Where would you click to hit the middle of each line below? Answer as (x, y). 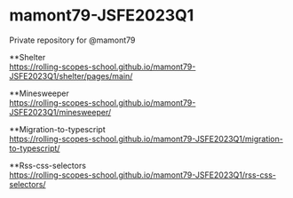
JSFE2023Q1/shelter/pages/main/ (71, 75)
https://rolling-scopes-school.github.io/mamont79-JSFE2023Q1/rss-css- (143, 175)
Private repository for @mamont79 (72, 40)
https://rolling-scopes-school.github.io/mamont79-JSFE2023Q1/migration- (146, 139)
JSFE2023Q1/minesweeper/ (60, 112)
